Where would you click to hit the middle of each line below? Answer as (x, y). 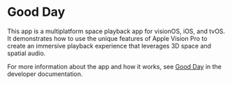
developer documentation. (45, 74)
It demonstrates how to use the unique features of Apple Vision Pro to (107, 38)
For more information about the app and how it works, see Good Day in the (114, 66)
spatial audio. (26, 53)
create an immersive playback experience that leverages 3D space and (109, 46)
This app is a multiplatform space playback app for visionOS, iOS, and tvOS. (116, 31)
